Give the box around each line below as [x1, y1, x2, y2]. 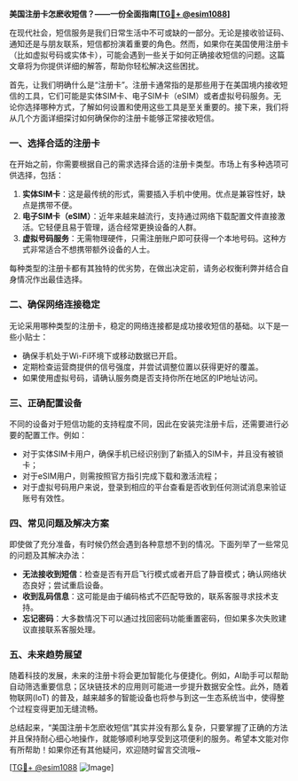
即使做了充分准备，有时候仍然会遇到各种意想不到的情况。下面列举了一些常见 [9, 539, 289, 550]
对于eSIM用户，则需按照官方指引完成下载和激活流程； [21, 470, 220, 481]
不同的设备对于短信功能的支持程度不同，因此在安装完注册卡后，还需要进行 [9, 418, 281, 429]
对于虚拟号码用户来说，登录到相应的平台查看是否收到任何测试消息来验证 [21, 481, 286, 492]
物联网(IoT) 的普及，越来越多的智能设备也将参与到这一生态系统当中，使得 [9, 692, 278, 703]
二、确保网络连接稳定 [9, 299, 100, 311]
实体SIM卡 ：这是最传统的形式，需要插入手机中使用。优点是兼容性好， [21, 189, 278, 199]
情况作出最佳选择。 [16, 274, 87, 285]
